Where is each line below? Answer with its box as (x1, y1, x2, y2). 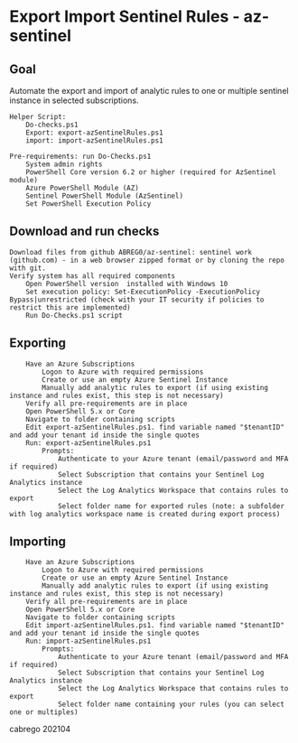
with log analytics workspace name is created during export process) (9, 509, 281, 518)
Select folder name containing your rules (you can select (57, 700, 284, 710)
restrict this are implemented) (9, 302, 131, 312)
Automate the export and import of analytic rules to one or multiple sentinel (9, 86, 289, 96)
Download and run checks (9, 224, 160, 239)
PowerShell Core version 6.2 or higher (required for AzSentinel (25, 168, 277, 177)
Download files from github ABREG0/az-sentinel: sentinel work (9, 247, 253, 256)
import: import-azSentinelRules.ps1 (25, 136, 164, 145)
